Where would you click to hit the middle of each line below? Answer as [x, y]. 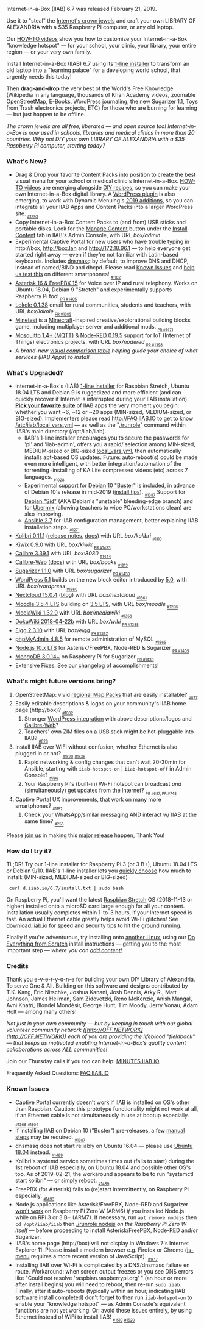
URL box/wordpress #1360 [46, 587]
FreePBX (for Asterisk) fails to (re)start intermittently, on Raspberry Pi [102, 1189]
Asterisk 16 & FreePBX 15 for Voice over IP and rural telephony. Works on [106, 283]
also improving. [44, 514]
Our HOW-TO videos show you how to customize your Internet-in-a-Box [97, 39]
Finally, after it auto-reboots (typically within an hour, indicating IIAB [100, 1291]
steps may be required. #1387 [50, 1138]
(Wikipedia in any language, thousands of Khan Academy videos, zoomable [101, 95]
